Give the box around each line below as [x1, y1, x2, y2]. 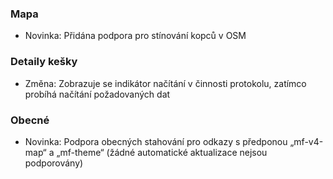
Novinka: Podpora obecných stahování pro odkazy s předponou [24, 135, 288, 147]
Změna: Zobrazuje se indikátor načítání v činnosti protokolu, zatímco [24, 77, 307, 89]
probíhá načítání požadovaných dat [24, 88, 171, 100]
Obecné [10, 113, 50, 127]
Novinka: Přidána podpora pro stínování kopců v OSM [24, 30, 247, 42]
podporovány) [24, 157, 84, 169]
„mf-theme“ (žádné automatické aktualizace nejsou [56, 146, 268, 158]
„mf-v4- [289, 135, 324, 147]
